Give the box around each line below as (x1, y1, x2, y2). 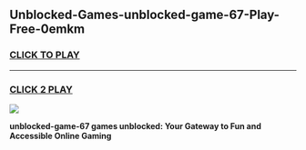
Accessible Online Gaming (9, 130, 112, 141)
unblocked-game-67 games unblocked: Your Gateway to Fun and (9, 120, 262, 131)
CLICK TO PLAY (9, 49, 80, 62)
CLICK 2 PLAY (9, 83, 73, 95)
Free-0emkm (9, 22, 85, 37)
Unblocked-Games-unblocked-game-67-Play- (9, 7, 280, 23)
